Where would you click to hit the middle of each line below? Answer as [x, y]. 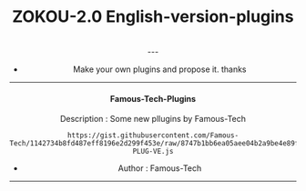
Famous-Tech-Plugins [153, 98]
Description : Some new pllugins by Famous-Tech [153, 119]
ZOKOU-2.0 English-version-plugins [153, 17]
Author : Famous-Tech [160, 168]
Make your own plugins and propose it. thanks [159, 69]
